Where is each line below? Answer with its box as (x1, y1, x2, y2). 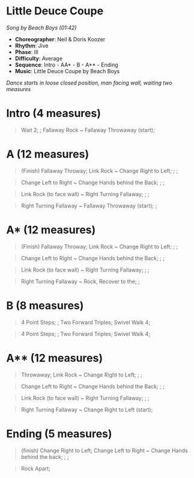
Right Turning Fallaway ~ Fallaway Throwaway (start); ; (20, 202, 157, 209)
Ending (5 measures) (6, 427, 112, 440)
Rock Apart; (20, 465, 51, 472)
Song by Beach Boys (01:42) (6, 24, 77, 31)
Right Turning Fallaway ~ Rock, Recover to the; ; (20, 278, 140, 285)
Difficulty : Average (14, 55, 63, 62)
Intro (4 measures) (6, 107, 101, 121)
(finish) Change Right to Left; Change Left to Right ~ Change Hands (20, 447, 188, 454)
